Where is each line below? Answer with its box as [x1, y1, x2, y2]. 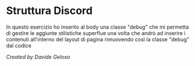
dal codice [6, 42, 32, 49]
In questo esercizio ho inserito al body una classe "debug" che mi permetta [6, 23, 189, 30]
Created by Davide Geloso [6, 53, 71, 60]
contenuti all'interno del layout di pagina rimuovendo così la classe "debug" [6, 36, 190, 43]
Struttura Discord [6, 4, 93, 18]
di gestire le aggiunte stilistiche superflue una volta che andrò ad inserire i [6, 29, 186, 36]
